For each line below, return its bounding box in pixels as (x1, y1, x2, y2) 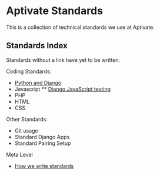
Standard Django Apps (14, 133, 70, 140)
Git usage (14, 127, 38, 134)
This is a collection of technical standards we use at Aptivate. (6, 24, 155, 31)
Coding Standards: (6, 68, 52, 75)
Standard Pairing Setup (14, 140, 71, 147)
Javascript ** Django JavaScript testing (14, 85, 111, 93)
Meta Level (6, 151, 34, 158)
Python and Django (14, 79, 62, 86)
